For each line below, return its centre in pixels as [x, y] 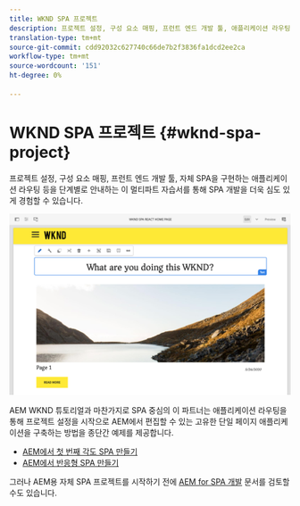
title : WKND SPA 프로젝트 [54, 19]
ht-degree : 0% [36, 76]
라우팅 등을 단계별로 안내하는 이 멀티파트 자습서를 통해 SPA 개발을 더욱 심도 [150, 189]
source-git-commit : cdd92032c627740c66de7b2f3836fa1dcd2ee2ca [127, 47]
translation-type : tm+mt [55, 37]
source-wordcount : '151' [55, 66]
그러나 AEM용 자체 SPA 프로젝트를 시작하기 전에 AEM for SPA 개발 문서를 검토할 [150, 482]
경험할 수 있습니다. [50, 200]
